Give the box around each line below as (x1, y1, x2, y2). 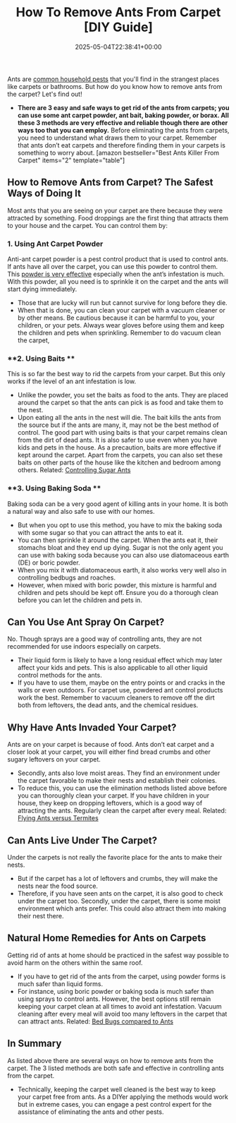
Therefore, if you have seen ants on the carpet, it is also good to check (17, 889, 223, 898)
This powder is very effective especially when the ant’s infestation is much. (7, 270, 225, 279)
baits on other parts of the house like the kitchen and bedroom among (17, 458, 221, 467)
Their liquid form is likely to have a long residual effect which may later (17, 656, 223, 664)
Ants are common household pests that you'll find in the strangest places (7, 75, 220, 83)
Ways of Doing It (7, 188, 81, 200)
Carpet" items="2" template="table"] (17, 156, 125, 164)
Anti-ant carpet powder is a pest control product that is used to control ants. (7, 255, 229, 263)
